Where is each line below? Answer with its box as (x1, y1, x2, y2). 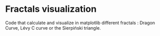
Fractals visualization (5, 3, 97, 15)
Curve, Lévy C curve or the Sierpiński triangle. (5, 25, 101, 31)
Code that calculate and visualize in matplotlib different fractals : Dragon (5, 20, 155, 26)
